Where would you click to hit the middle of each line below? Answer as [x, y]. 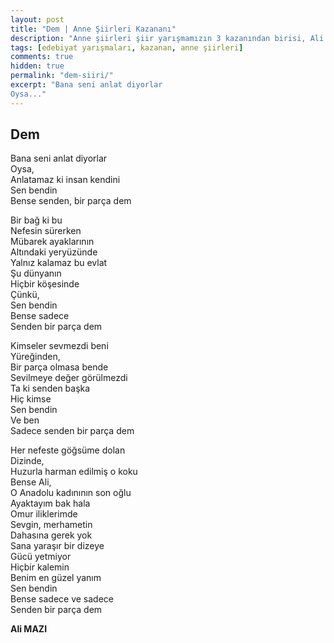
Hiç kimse [31, 399]
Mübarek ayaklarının [52, 242]
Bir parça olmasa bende [59, 367]
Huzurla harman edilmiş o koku [74, 472]
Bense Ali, [31, 482]
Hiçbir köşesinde [45, 284]
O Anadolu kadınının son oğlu [71, 493]
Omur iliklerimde [44, 514]
